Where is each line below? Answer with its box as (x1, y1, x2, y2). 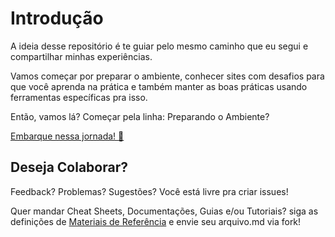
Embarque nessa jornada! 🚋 (10, 130, 125, 142)
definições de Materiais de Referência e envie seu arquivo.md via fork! (10, 215, 302, 227)
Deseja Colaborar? (10, 159, 128, 176)
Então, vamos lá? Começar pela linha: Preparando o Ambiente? (10, 110, 270, 122)
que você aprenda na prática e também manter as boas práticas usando (10, 80, 308, 92)
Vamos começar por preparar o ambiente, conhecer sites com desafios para (10, 70, 325, 82)
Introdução (10, 7, 104, 30)
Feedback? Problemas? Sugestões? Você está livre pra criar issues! (10, 185, 289, 197)
